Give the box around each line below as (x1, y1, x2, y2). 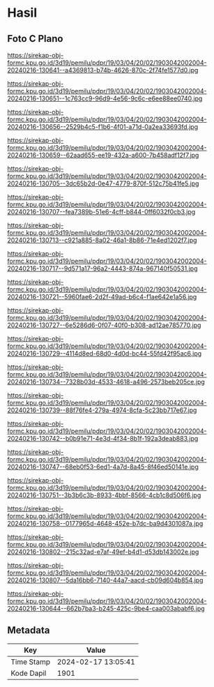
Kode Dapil (10, 668, 47, 678)
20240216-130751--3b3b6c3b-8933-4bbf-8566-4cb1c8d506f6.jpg (7, 491, 201, 499)
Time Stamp (10, 657, 51, 667)
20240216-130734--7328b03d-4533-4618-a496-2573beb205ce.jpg (7, 378, 206, 386)
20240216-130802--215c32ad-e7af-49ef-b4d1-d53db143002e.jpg (7, 548, 199, 556)
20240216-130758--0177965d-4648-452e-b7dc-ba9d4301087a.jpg (7, 520, 204, 527)
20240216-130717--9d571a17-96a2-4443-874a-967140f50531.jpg (7, 264, 198, 273)
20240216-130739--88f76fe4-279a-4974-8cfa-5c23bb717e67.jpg (7, 406, 197, 414)
